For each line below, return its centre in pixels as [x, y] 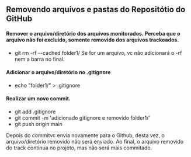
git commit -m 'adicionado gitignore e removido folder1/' [82, 118]
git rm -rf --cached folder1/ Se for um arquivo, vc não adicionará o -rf [98, 53]
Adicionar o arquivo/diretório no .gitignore [58, 72]
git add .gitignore [35, 111]
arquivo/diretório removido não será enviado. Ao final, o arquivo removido [95, 142]
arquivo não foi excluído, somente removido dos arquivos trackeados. [93, 40]
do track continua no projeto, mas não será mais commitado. [79, 148]
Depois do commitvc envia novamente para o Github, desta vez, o [85, 135]
